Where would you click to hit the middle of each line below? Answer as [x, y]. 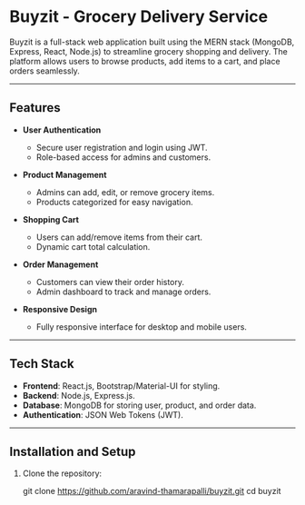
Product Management [64, 174]
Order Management [60, 264]
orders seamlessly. [44, 71]
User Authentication [62, 130]
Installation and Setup [73, 451]
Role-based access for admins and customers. [123, 157]
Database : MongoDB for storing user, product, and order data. [139, 405]
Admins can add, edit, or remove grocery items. [125, 192]
